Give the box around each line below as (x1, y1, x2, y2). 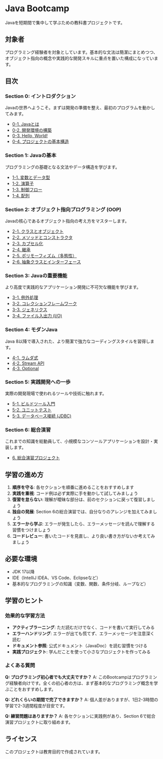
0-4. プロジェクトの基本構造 (12, 138, 69, 144)
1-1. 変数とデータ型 (12, 174, 50, 180)
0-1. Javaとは (12, 121, 40, 127)
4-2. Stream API (12, 360, 45, 366)
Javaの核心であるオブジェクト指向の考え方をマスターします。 (5, 218, 129, 224)
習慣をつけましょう (12, 527, 51, 533)
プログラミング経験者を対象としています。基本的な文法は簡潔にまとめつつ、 (5, 49, 158, 55)
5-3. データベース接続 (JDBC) (12, 413, 72, 419)
